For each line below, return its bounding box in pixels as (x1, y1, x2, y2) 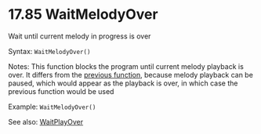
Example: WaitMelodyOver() (8, 102, 96, 111)
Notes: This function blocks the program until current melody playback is (8, 61, 245, 71)
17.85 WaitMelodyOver (8, 5, 158, 24)
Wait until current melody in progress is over (8, 31, 151, 41)
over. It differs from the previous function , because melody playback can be (8, 70, 253, 79)
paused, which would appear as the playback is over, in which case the (8, 78, 238, 88)
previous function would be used (8, 86, 114, 96)
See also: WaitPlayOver (8, 117, 84, 126)
